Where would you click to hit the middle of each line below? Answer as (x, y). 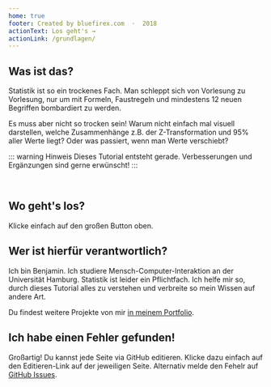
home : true (27, 16)
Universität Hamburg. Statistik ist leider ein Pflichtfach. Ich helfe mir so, (127, 279)
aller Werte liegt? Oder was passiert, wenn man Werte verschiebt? (119, 141)
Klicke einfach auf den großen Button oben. (81, 225)
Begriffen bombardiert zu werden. (65, 108)
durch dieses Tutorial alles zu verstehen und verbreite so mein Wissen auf (132, 287)
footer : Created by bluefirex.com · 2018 (83, 23)
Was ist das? (41, 71)
